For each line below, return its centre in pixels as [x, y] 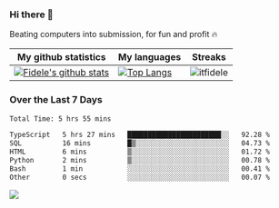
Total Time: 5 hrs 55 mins [60, 119]
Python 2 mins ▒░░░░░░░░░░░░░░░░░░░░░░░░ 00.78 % [140, 161]
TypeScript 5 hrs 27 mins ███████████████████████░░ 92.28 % [140, 135]
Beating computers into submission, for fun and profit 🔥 [114, 35]
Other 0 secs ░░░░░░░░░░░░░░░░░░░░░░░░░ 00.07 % [140, 177]
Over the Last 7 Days [56, 100]
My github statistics [61, 57]
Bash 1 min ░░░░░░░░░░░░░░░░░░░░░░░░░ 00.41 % [140, 168]
